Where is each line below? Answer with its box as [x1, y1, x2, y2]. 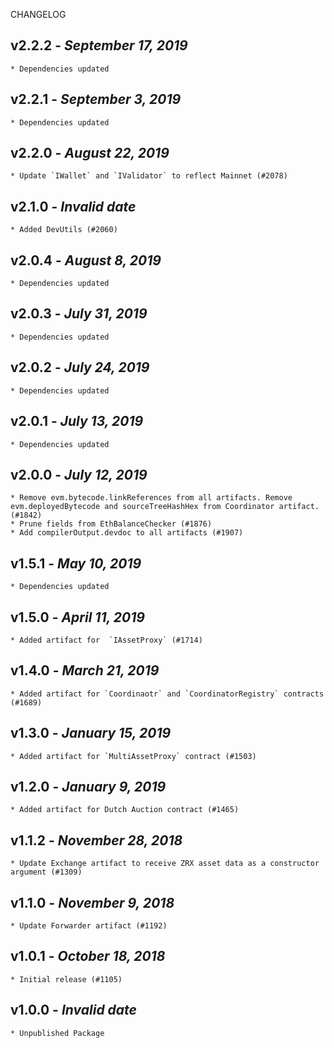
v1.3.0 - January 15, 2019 [10, 725, 172, 742]
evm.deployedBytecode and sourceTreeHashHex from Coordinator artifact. [10, 502, 320, 512]
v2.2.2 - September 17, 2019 [10, 37, 188, 54]
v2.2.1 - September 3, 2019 [10, 91, 182, 108]
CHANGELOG [10, 9, 67, 20]
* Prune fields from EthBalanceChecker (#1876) [10, 519, 213, 529]
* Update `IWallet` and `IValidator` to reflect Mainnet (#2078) [10, 171, 288, 181]
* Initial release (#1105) [10, 974, 123, 984]
